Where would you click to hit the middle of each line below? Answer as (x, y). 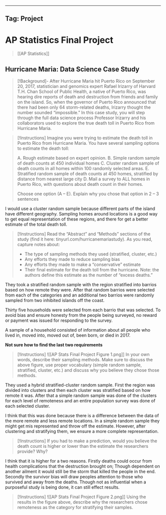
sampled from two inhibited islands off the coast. (55, 300)
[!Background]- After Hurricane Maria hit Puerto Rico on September (86, 81)
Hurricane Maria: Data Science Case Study (72, 69)
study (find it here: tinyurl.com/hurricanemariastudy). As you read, (85, 239)
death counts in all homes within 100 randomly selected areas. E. (83, 169)
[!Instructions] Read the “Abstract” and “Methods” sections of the (84, 234)
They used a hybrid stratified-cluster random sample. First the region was (80, 385)
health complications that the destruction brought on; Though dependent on (83, 466)
